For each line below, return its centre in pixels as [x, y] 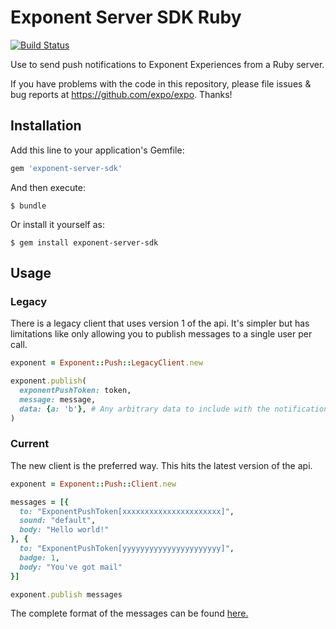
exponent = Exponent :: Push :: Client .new [93, 484]
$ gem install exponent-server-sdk [84, 242]
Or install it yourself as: [57, 224]
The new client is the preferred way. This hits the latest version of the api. [161, 465]
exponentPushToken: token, [75, 391]
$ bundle [28, 206]
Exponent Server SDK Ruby [126, 17]
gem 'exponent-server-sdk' [66, 168]
